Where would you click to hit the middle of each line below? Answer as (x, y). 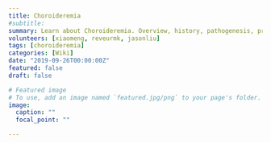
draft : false (30, 76)
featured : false (35, 68)
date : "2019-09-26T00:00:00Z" (59, 61)
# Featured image (38, 90)
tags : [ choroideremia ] (46, 46)
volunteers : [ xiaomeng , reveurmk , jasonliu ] (84, 38)
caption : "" (36, 112)
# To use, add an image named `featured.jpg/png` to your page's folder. (135, 97)
